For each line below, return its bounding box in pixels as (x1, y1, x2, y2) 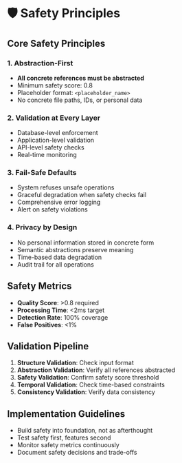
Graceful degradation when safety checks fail (16, 191, 146, 199)
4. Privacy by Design (7, 223, 78, 232)
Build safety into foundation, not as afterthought (16, 426, 153, 435)
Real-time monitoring (16, 151, 77, 159)
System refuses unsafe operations (16, 183, 115, 192)
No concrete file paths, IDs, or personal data (16, 96, 143, 104)
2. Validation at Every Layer (7, 113, 101, 123)
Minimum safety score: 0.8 (16, 81, 93, 90)
